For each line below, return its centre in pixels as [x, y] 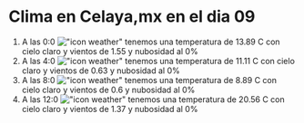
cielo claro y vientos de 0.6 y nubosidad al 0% [108, 90]
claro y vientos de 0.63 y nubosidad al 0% [101, 71]
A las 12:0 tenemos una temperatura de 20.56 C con [153, 99]
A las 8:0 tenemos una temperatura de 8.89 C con [149, 80]
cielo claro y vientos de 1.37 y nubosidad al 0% [110, 109]
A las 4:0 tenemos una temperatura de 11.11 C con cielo [158, 61]
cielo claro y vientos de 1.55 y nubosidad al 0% [110, 51]
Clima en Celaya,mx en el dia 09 [132, 17]
